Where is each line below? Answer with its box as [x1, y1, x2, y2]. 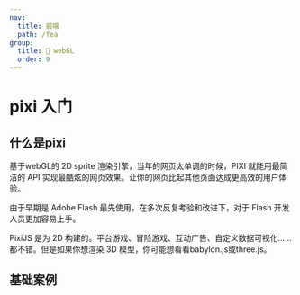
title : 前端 [17, 22, 60, 31]
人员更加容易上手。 [9, 213, 81, 224]
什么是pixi [9, 135, 66, 150]
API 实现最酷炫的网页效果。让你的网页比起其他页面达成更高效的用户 [26, 172, 279, 183]
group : [9, 38, 34, 48]
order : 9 [17, 55, 50, 64]
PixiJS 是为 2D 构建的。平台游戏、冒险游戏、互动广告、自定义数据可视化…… [9, 233, 292, 243]
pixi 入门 [9, 96, 73, 117]
